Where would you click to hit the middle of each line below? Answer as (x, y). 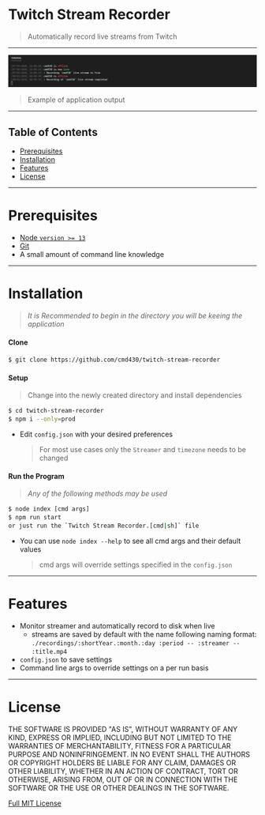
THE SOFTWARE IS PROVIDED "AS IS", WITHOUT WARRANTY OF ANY (123, 729)
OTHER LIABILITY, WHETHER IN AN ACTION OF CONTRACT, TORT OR (123, 771)
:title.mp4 (49, 651)
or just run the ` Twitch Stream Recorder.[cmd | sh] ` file (104, 526)
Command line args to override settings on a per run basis (114, 668)
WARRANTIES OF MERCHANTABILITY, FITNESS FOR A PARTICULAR (119, 745)
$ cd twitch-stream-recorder (56, 411)
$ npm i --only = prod (42, 419)
